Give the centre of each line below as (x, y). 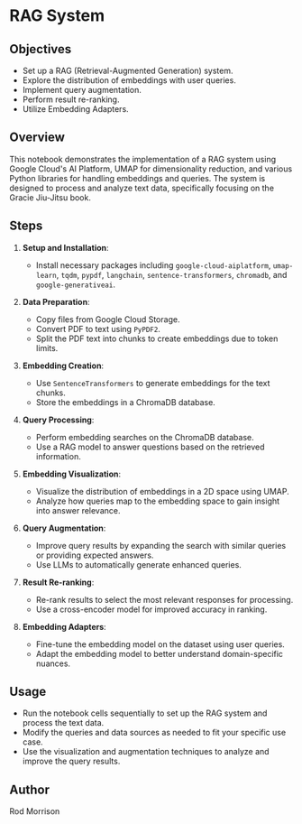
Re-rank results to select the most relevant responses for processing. (165, 599)
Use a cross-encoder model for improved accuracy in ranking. (151, 609)
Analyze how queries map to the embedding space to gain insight (158, 501)
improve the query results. (71, 761)
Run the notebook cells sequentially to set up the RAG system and (145, 713)
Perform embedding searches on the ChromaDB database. (145, 437)
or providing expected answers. (95, 555)
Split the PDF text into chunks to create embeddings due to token (157, 338)
